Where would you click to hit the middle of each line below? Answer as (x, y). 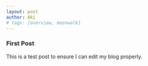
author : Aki (21, 17)
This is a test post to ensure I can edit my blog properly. (74, 56)
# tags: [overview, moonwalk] (44, 23)
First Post (20, 43)
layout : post (22, 12)
